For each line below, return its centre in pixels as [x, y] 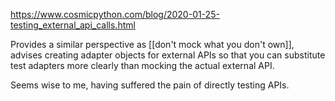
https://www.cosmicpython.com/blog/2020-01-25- [115, 14]
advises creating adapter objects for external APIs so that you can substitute [168, 55]
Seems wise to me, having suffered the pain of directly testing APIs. [150, 85]
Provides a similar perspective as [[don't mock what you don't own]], [152, 44]
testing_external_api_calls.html [73, 25]
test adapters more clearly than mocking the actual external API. [142, 65]
